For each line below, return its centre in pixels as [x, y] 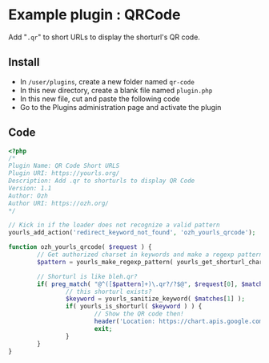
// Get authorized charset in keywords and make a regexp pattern [150, 255]
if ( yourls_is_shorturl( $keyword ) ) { [134, 307]
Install [24, 62]
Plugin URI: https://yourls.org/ [64, 173]
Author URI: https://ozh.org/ [59, 203]
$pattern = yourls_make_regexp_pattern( [105, 262]
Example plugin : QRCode [94, 15]
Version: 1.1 [30, 188]
